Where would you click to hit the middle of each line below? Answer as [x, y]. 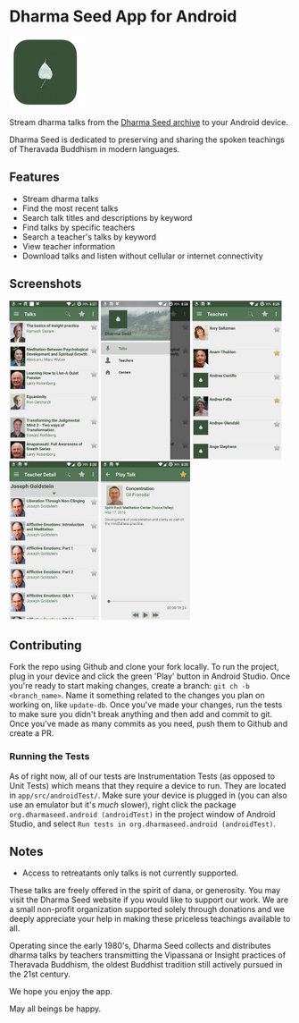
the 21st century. [40, 974]
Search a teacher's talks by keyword [89, 237]
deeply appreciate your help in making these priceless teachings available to [150, 919]
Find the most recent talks [70, 208]
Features [34, 178]
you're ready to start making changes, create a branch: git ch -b [129, 686]
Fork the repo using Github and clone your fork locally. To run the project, [144, 667]
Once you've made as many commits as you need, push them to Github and [149, 724]
